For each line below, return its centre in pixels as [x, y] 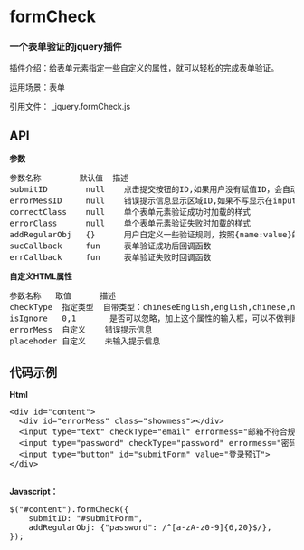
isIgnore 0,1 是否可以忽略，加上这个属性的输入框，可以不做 [147, 318]
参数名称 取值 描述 [62, 296]
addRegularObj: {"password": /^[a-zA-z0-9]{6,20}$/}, [150, 528]
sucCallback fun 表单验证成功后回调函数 [110, 246]
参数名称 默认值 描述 [69, 178]
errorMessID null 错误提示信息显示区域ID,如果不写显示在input [153, 201]
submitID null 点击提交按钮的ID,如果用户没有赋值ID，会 [146, 189]
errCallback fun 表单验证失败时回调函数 [110, 257]
